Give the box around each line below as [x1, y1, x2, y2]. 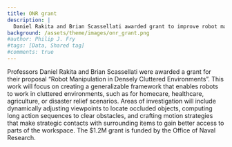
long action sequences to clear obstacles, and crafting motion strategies [7, 111, 213, 119]
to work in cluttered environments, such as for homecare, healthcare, [7, 89, 204, 97]
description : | [7, 17, 51, 23]
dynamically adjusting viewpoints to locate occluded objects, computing [7, 104, 213, 112]
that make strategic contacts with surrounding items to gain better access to [7, 119, 224, 127]
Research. [7, 133, 36, 141]
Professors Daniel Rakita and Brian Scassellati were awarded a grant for [7, 67, 212, 76]
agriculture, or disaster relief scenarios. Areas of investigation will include [7, 97, 216, 105]
